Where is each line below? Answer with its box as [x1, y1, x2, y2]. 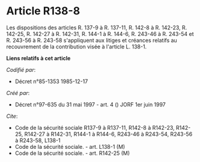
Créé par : [6, 89, 30, 96]
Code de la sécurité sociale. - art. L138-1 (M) [14, 143, 126, 150]
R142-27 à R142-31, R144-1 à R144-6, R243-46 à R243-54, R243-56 [24, 130, 193, 137]
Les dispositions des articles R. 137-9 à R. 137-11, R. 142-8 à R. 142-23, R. [6, 24, 187, 31]
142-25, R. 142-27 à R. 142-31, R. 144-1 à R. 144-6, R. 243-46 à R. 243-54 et [6, 30, 194, 37]
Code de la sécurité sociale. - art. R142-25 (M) [14, 149, 130, 157]
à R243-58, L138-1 [14, 136, 61, 144]
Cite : [6, 112, 18, 120]
